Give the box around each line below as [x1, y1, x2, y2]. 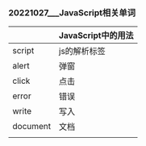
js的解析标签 [59, 46, 106, 57]
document [12, 121, 52, 132]
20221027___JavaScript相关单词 [8, 6, 136, 18]
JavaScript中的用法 [59, 30, 134, 41]
